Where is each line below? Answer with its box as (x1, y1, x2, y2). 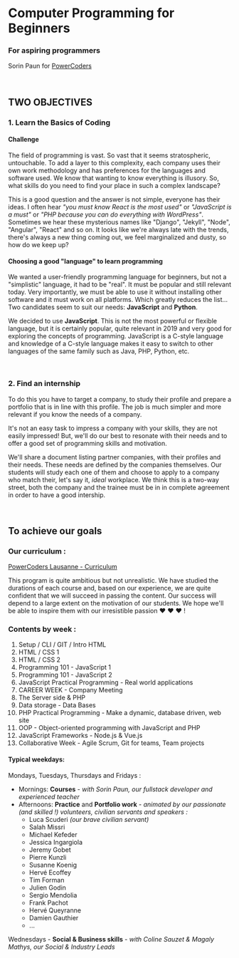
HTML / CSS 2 (18, 655, 61, 664)
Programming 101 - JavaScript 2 (18, 671, 112, 680)
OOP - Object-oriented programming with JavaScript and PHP (18, 724, 201, 732)
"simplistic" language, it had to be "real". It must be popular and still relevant (8, 280, 232, 289)
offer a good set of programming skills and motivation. (8, 439, 168, 447)
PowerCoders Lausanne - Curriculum (8, 563, 117, 571)
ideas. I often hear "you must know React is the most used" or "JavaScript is (8, 203, 232, 211)
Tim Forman (28, 875, 65, 884)
